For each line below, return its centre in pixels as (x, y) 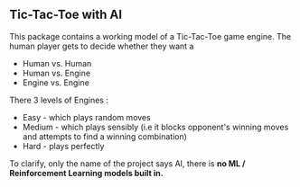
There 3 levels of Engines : (59, 100)
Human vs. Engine (56, 73)
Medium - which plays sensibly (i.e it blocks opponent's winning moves (155, 127)
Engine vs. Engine (56, 82)
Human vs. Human (57, 63)
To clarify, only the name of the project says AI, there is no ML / (127, 163)
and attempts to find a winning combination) (105, 136)
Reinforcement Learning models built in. (87, 173)
